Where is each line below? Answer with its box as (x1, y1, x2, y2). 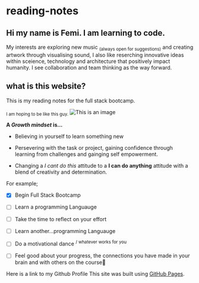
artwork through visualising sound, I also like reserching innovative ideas (6, 51, 184, 58)
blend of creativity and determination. (14, 168, 108, 176)
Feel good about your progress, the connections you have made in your (14, 252, 190, 259)
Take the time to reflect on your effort (14, 215, 107, 222)
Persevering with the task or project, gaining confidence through (14, 144, 173, 152)
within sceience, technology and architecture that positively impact (6, 58, 170, 65)
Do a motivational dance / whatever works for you (14, 239, 127, 247)
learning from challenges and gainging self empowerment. (14, 150, 159, 158)
